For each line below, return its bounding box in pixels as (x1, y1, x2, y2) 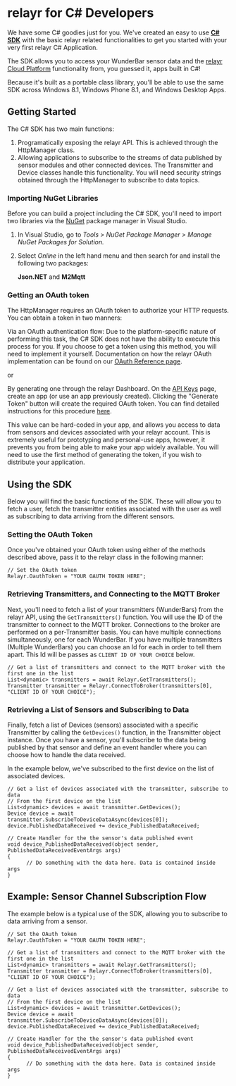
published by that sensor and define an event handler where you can (7, 743, 207, 751)
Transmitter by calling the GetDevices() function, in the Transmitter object (7, 728, 221, 737)
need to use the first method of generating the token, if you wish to (7, 451, 202, 459)
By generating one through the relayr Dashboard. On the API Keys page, (7, 385, 217, 393)
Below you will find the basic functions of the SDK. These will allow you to (7, 497, 222, 506)
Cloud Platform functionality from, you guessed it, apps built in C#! (7, 64, 201, 73)
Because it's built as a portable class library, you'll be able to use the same (7, 77, 224, 86)
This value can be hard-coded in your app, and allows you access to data (7, 420, 221, 429)
